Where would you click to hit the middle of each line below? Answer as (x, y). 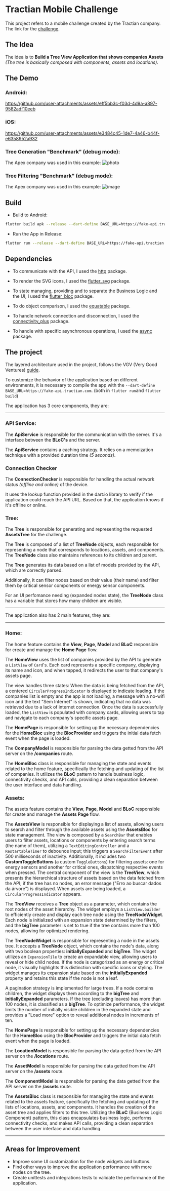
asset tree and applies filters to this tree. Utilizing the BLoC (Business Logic (84, 1112)
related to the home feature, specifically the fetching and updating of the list (84, 769)
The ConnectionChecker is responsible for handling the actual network (80, 479)
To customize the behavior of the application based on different (72, 380)
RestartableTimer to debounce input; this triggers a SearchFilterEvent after (84, 851)
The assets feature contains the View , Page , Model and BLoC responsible (83, 809)
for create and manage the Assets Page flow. (53, 814)
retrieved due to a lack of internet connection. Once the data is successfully (84, 707)
